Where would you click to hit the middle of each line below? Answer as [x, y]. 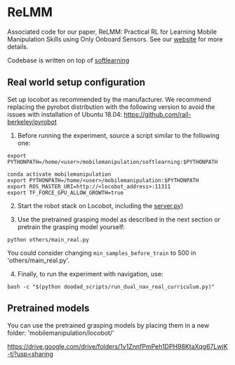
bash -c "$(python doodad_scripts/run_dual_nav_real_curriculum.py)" [111, 287]
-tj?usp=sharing [31, 354]
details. [18, 46]
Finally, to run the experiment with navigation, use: [90, 274]
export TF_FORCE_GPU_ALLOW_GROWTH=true [66, 193]
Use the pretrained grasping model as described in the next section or [119, 219]
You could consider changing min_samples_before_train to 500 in [102, 252]
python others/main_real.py [48, 240]
